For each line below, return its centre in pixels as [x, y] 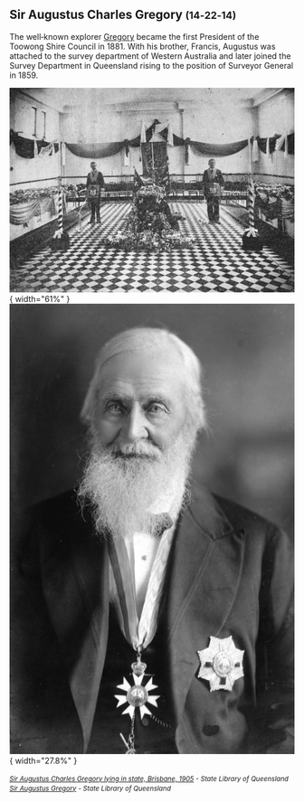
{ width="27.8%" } [43, 760]
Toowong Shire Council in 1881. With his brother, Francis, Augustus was [142, 46]
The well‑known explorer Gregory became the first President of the [134, 36]
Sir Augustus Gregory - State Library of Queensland [90, 788]
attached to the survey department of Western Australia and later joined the [150, 56]
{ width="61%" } [40, 299]
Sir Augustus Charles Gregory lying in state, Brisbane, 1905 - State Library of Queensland [149, 778]
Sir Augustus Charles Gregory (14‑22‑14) [123, 15]
